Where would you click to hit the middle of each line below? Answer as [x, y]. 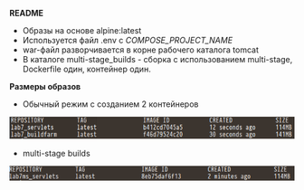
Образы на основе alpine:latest [82, 30]
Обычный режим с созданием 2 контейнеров [110, 104]
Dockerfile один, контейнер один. [86, 69]
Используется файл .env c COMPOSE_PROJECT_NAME [128, 40]
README [26, 13]
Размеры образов [45, 86]
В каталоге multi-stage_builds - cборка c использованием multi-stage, [157, 59]
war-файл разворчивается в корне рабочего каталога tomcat [141, 50]
